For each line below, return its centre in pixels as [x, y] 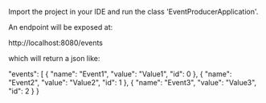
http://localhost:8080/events [55, 43]
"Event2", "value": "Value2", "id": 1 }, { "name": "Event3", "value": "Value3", [133, 82]
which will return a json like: [54, 58]
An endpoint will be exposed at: [61, 27]
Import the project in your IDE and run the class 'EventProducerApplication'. [133, 12]
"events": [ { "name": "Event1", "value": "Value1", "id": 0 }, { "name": [120, 74]
